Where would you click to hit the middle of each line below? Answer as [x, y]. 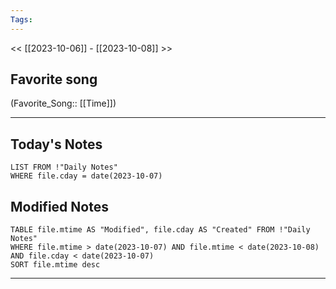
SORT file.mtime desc [55, 265]
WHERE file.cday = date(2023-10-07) [86, 176]
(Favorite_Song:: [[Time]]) [63, 103]
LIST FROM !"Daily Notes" [64, 167]
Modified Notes [59, 206]
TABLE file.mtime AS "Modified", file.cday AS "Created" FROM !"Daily [160, 230]
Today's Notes [56, 144]
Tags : [21, 19]
